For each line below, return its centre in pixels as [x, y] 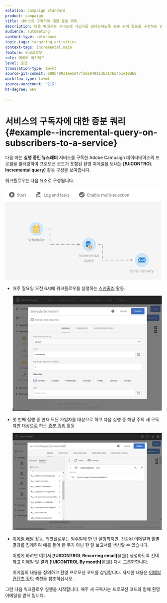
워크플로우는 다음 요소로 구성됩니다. [40, 180]
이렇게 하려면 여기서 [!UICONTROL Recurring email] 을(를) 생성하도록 [81, 555]
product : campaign [24, 16]
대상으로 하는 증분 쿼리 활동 [48, 426]
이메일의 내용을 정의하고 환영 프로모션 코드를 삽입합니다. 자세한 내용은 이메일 [87, 572]
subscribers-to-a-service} [61, 143]
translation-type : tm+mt [31, 68]
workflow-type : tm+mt [28, 79]
